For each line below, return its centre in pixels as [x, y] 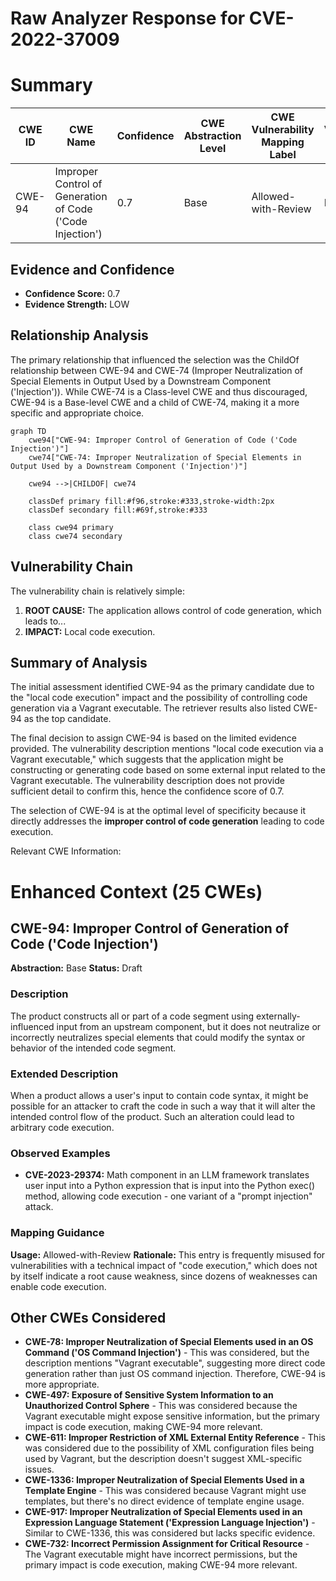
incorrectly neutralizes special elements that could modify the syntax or [158, 1037]
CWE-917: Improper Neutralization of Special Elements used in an [163, 1512]
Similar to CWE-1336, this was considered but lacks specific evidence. [170, 1533]
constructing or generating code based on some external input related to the [168, 770]
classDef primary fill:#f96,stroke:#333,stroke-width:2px [151, 501]
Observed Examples [60, 1153]
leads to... [45, 621]
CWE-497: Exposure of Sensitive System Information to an [149, 1395]
